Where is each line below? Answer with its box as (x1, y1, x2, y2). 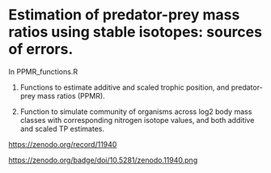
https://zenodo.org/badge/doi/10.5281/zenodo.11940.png (8, 155, 198, 165)
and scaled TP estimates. (19, 124, 105, 133)
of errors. (8, 40, 74, 58)
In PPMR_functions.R (8, 66, 78, 76)
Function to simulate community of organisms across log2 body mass (19, 107, 252, 116)
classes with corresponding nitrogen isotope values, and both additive (19, 115, 255, 124)
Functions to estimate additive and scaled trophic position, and (19, 82, 230, 92)
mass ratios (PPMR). (37, 91, 105, 100)
